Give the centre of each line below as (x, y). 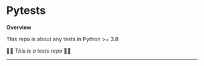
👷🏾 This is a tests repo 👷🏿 (39, 51)
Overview (19, 27)
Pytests (26, 11)
